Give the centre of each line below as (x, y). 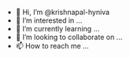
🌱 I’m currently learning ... (58, 29)
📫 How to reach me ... (52, 46)
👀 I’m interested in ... (49, 20)
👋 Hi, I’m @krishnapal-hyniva (63, 12)
